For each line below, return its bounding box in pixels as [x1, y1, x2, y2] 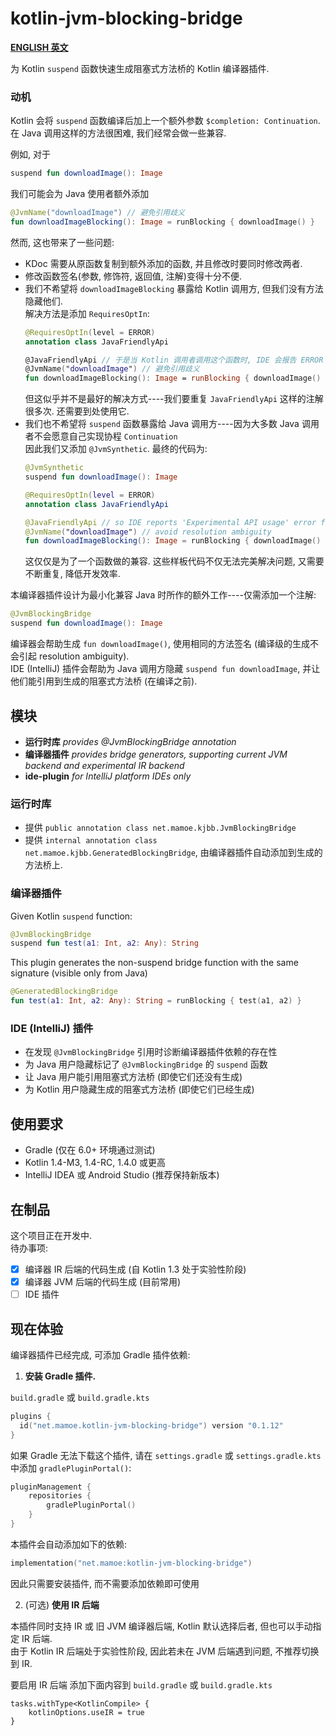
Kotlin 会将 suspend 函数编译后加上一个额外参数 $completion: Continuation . [10, 115, 321, 127]
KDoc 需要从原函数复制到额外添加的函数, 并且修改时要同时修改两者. [24, 257, 303, 269]
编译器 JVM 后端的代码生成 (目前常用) [24, 1276, 182, 1287]
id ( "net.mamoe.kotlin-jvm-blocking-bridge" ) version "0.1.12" [19, 1420, 284, 1431]
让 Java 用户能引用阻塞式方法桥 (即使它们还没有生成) [24, 1071, 243, 1083]
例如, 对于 [10, 148, 51, 161]
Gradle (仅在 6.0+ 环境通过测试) [24, 1144, 156, 1156]
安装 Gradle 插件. [24, 1370, 97, 1382]
